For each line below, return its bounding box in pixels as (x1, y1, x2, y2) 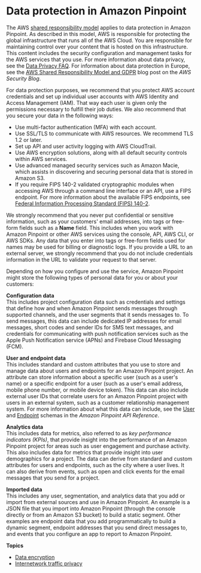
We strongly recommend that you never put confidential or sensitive (6, 211, 174, 219)
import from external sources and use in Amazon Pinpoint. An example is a (6, 498, 190, 505)
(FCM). (6, 342, 24, 350)
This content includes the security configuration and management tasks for (6, 49, 192, 56)
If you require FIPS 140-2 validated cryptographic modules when (14, 181, 175, 188)
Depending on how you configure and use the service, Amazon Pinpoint (6, 268, 184, 275)
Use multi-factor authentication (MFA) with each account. (14, 123, 157, 131)
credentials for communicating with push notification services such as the (6, 330, 188, 337)
